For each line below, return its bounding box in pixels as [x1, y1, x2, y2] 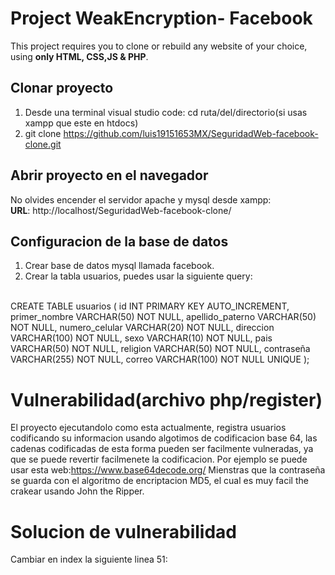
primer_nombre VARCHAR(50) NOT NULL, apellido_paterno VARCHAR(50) [10, 311, 317, 323]
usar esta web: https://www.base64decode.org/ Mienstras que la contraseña [10, 464, 326, 476]
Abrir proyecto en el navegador [10, 167, 209, 184]
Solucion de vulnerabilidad [10, 520, 237, 543]
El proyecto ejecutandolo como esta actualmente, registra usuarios [10, 422, 287, 434]
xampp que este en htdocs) [24, 117, 139, 129]
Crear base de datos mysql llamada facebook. [24, 260, 215, 272]
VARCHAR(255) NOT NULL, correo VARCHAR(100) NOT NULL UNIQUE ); [10, 353, 310, 366]
